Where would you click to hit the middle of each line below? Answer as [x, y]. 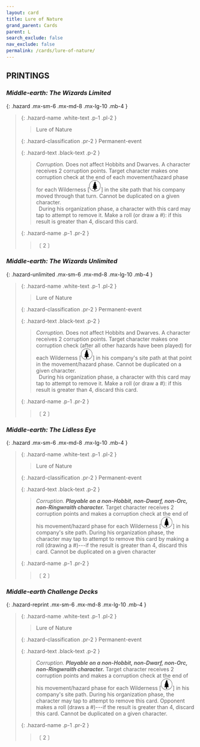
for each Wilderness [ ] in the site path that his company [111, 189]
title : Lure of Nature [35, 19]
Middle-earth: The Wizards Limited [59, 93]
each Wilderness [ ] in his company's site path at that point [114, 358]
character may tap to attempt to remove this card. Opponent [110, 701]
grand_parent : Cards [32, 25]
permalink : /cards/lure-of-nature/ [51, 51]
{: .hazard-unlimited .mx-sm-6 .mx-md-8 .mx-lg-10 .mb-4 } [80, 274]
